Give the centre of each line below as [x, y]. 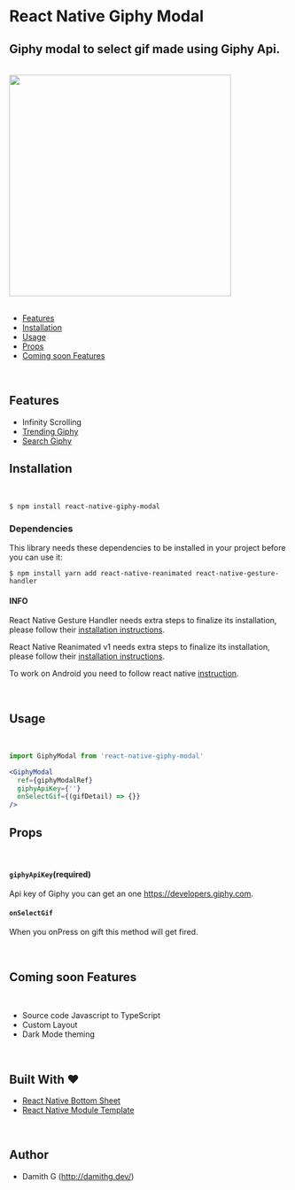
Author [29, 1155]
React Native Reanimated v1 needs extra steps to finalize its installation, [140, 647]
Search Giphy [47, 441]
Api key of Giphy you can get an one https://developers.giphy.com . [132, 894]
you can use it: [36, 557]
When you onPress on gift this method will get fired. [104, 932]
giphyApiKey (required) [50, 874]
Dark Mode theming [58, 1034]
